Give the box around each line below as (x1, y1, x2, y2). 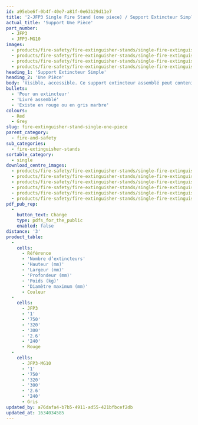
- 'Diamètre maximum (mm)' (21, 283, 88, 290)
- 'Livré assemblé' (11, 96, 60, 102)
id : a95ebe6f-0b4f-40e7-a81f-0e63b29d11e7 (6, 8, 112, 15)
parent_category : (6, 129, 49, 136)
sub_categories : (6, 140, 46, 147)
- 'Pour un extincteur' (11, 91, 70, 97)
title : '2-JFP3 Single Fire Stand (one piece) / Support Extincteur (6, 14, 178, 20)
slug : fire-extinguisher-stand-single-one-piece (6, 124, 128, 130)
